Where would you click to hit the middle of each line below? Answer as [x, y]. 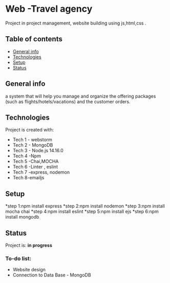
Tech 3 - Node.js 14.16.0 [38, 151]
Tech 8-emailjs [28, 178]
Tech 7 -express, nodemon [41, 172]
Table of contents [34, 39]
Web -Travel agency [49, 9]
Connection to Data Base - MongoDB [52, 275]
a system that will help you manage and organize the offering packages [81, 96]
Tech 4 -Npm [27, 156]
